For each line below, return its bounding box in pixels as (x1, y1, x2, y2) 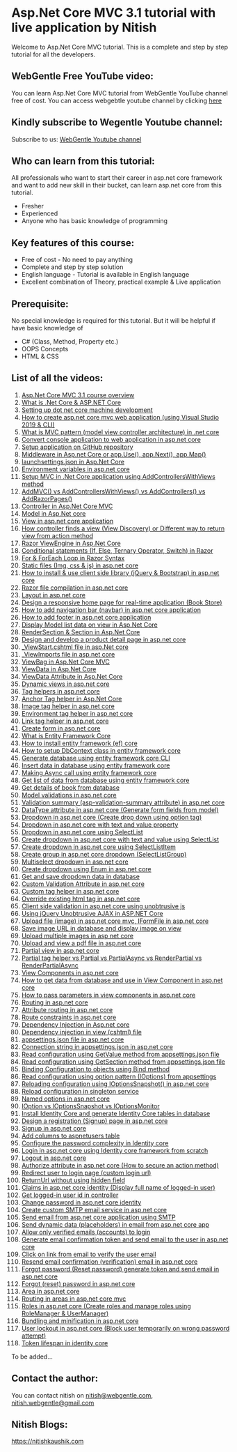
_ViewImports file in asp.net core (21, 650, 115, 658)
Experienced (21, 209, 58, 217)
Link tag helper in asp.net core (21, 717, 109, 725)
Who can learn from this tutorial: (11, 155, 155, 167)
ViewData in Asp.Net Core (21, 664, 97, 673)
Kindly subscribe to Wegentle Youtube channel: (11, 116, 223, 128)
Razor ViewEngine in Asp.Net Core (21, 539, 121, 547)
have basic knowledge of (11, 324, 83, 332)
